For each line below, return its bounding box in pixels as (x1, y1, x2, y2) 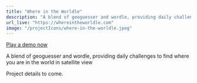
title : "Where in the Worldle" (6, 8, 83, 15)
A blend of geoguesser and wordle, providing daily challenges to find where (6, 52, 189, 59)
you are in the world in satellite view (6, 59, 93, 66)
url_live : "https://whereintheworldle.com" (6, 19, 114, 25)
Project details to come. (6, 70, 63, 77)
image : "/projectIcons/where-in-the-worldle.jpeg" (6, 25, 133, 31)
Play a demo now (6, 41, 48, 48)
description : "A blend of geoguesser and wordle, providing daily (6, 14, 172, 20)
